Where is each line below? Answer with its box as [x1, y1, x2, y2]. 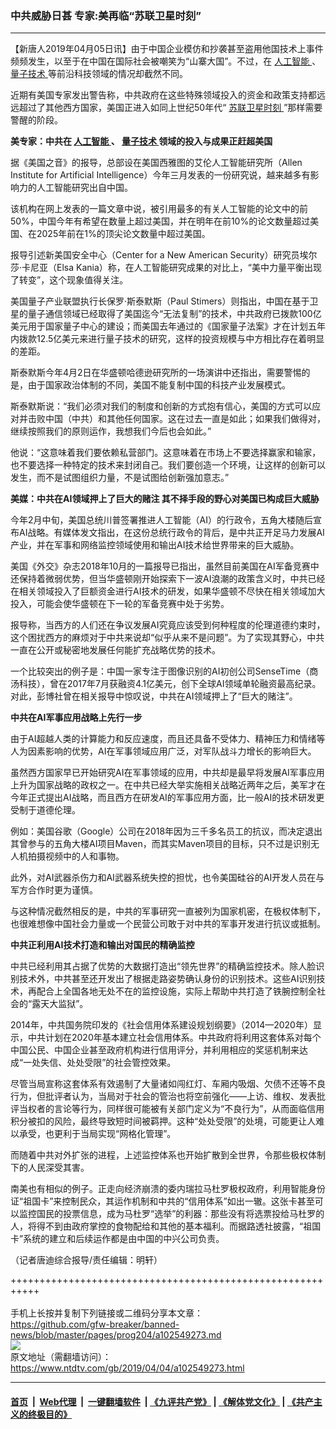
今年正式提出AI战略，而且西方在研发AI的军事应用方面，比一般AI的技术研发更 [10, 792, 325, 804]
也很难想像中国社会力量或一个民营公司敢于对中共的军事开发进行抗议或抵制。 [10, 918, 326, 930]
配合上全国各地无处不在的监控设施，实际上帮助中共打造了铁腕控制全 [36, 985, 317, 997]
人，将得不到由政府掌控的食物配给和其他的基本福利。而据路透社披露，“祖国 [10, 1220, 322, 1232]
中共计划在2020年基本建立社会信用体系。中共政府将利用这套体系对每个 [27, 1032, 322, 1044]
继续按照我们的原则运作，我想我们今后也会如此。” [10, 425, 212, 437]
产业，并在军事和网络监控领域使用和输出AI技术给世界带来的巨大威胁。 [10, 539, 300, 551]
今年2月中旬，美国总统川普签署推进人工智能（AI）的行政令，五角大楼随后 [10, 514, 313, 526]
